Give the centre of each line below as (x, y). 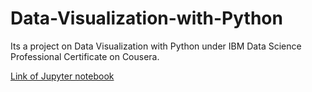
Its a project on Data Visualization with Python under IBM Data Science (156, 46)
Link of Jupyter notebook (62, 76)
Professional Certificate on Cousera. (85, 56)
